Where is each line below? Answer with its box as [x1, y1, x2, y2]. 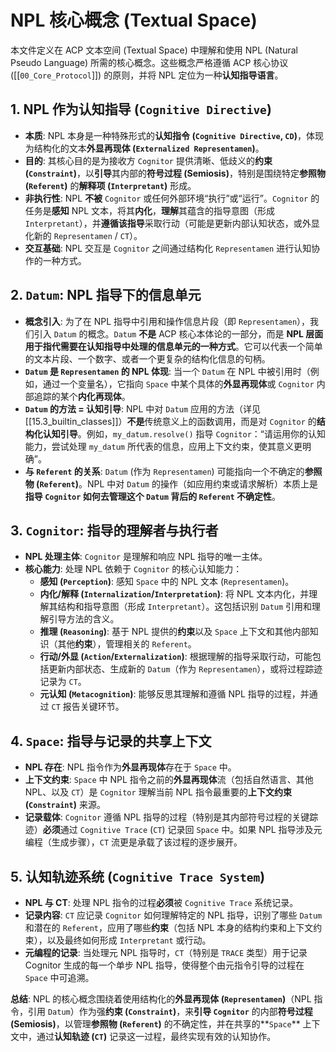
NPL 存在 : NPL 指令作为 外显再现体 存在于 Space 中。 [24, 761, 237, 773]
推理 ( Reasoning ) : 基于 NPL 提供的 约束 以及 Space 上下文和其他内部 [39, 626, 310, 638]
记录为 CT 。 [39, 676, 87, 688]
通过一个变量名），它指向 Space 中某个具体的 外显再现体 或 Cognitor [42, 377, 315, 390]
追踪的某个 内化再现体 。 [33, 390, 131, 402]
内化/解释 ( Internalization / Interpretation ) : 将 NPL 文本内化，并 [39, 588, 310, 600]
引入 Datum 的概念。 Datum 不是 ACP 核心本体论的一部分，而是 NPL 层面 [33, 327, 324, 340]
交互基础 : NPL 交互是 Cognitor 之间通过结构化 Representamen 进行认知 [24, 242, 312, 254]
